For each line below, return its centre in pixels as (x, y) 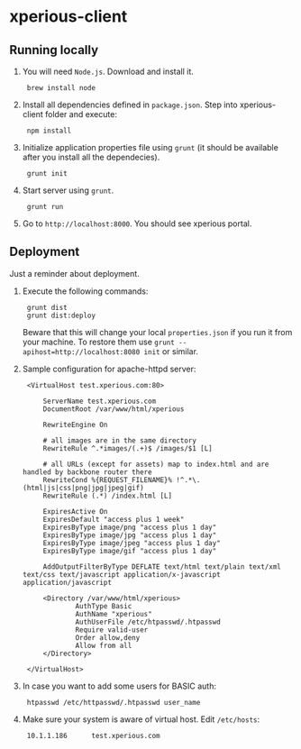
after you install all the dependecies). (91, 157)
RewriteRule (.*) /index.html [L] (108, 496)
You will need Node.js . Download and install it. (108, 71)
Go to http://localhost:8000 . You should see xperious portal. (137, 224)
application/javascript (67, 582)
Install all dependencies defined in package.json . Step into (130, 105)
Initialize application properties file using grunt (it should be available (150, 147)
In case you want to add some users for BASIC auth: (119, 686)
